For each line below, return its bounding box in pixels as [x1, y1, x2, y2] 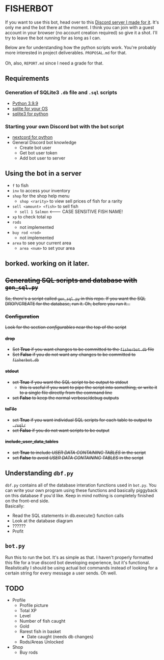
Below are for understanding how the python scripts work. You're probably [5, 44, 156, 50]
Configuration [5, 313, 39, 320]
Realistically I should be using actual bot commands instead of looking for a [5, 565, 158, 570]
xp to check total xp [12, 213, 52, 219]
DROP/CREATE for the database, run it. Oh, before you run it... [5, 300, 131, 306]
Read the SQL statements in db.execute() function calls [12, 512, 124, 518]
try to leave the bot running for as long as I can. [5, 35, 101, 41]
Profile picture [19, 602, 49, 608]
